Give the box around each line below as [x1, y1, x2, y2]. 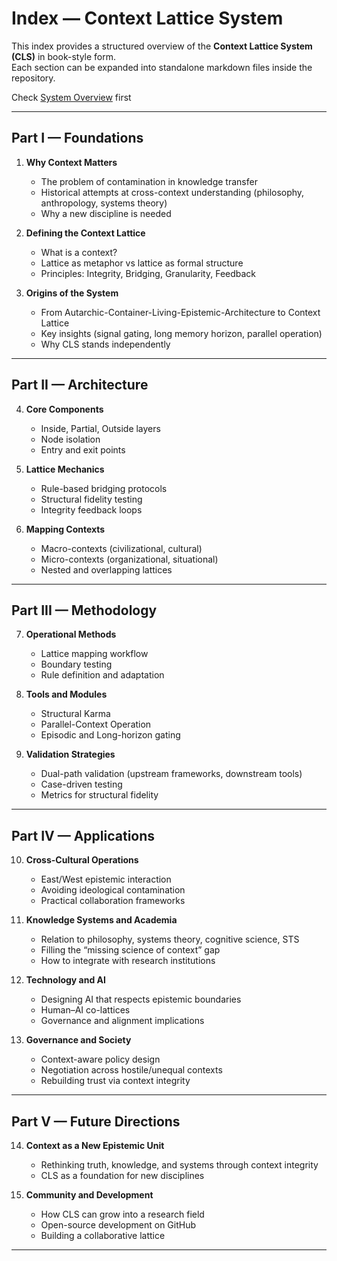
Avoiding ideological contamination [40, 884, 186, 896]
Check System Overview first [11, 91, 132, 103]
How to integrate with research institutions [40, 955, 216, 967]
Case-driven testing [40, 778, 123, 791]
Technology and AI [25, 974, 106, 986]
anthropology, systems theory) [40, 197, 168, 209]
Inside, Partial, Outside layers [40, 422, 161, 434]
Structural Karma [40, 708, 111, 720]
